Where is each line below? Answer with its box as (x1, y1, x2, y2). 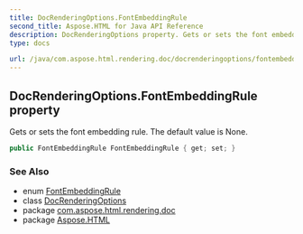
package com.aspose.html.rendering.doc (22, 205, 176, 216)
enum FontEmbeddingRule (22, 186, 122, 197)
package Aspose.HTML (22, 214, 111, 226)
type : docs (9, 38, 50, 48)
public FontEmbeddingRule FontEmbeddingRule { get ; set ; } (9, 144, 236, 153)
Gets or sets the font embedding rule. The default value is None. (9, 126, 248, 136)
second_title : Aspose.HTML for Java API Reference (9, 22, 204, 31)
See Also (9, 164, 50, 177)
